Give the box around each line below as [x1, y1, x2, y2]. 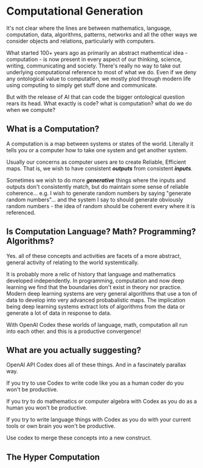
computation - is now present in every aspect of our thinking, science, [6, 55, 182, 63]
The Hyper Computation [6, 452, 100, 462]
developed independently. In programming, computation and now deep [6, 277, 184, 284]
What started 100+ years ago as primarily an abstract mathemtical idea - [6, 49, 188, 56]
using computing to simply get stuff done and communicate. [6, 81, 157, 89]
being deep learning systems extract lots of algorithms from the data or [6, 302, 185, 310]
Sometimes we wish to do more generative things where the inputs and [6, 176, 186, 184]
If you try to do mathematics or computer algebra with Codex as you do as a [6, 397, 198, 405]
